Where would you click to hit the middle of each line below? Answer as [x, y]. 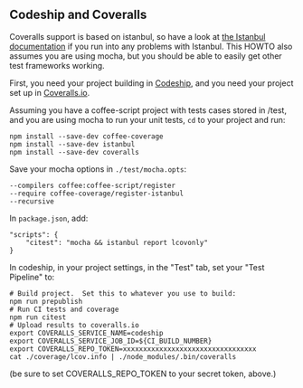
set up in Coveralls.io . [50, 92]
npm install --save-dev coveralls [75, 152]
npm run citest [38, 317]
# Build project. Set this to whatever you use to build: [123, 293]
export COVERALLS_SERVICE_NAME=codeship [87, 333]
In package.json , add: [49, 218]
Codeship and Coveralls [78, 15]
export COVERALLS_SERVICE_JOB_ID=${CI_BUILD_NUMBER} [111, 341]
